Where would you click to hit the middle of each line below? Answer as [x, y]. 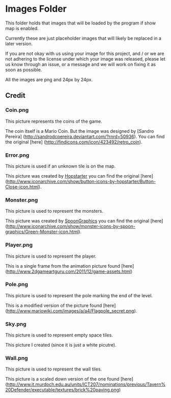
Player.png [19, 245]
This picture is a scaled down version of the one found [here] [69, 379]
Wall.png [17, 358]
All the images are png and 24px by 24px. [49, 79]
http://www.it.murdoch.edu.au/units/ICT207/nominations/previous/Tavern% [86, 384]
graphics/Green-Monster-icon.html [42, 232]
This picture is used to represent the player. [51, 256]
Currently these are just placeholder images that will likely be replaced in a [83, 38]
